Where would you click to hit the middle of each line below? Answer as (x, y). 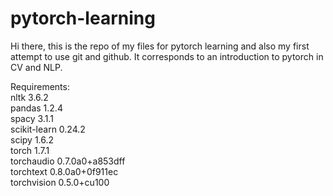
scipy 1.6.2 (32, 139)
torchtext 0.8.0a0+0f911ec (64, 171)
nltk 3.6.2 (29, 97)
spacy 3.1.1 (32, 118)
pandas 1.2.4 (36, 108)
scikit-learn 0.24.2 (48, 129)
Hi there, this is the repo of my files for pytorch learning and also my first (160, 46)
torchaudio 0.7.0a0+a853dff (68, 161)
